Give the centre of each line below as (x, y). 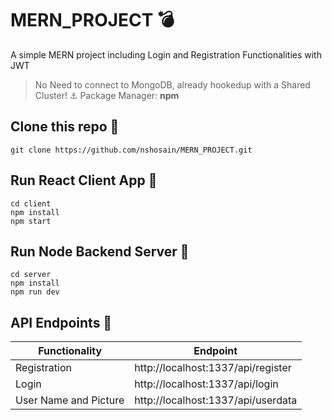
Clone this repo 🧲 (65, 127)
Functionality (70, 351)
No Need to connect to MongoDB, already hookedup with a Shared (172, 84)
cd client (31, 203)
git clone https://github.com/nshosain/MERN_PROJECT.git (131, 150)
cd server (31, 275)
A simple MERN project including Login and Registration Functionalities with (166, 54)
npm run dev (35, 292)
